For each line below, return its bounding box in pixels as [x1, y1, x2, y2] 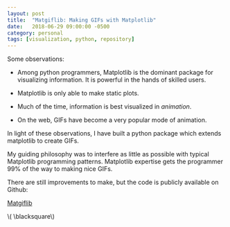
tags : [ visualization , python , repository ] [7, 36, 135, 43]
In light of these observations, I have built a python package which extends [7, 129, 222, 138]
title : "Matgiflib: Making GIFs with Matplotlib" [7, 17, 157, 24]
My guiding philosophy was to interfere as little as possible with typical [7, 150, 209, 158]
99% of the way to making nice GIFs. [7, 165, 113, 173]
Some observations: [7, 55, 64, 63]
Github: [7, 185, 28, 194]
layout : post [7, 10, 45, 17]
